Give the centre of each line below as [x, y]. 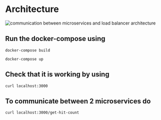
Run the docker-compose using [55, 39]
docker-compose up [24, 59]
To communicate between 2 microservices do [78, 101]
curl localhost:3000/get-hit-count [42, 113]
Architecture [32, 9]
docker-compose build [28, 50]
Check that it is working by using [57, 74]
